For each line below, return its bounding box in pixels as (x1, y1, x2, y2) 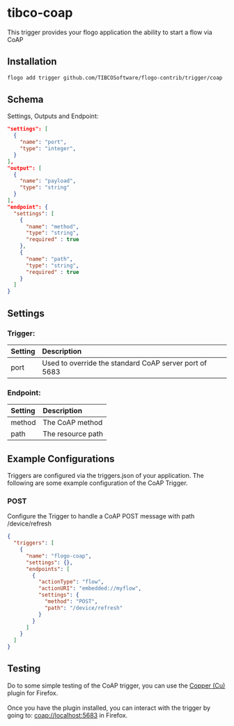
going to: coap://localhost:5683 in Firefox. (7, 711, 128, 719)
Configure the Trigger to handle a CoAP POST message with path (7, 512, 195, 521)
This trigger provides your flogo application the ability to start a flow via (7, 28, 212, 36)
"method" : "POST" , (44, 598, 98, 605)
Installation (7, 56, 57, 68)
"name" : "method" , (25, 223, 79, 230)
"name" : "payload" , (19, 177, 77, 184)
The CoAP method (42, 418, 103, 428)
